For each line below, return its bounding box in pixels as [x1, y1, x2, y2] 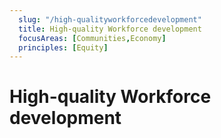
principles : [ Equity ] [18, 42, 109, 53]
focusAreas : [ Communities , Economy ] [18, 33, 167, 43]
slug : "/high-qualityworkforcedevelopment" [18, 14, 202, 25]
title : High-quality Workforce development [18, 24, 202, 34]
